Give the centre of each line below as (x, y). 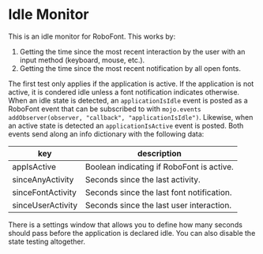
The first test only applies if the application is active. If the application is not (131, 84)
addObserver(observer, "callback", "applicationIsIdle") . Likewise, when (131, 117)
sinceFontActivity (45, 192)
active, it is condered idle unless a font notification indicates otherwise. (124, 92)
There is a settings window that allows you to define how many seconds (126, 224)
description (159, 153)
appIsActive (34, 166)
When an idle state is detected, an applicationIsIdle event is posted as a (128, 100)
